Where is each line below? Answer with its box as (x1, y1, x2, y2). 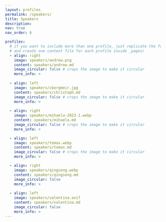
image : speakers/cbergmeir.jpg (14, 85, 79, 90)
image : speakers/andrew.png (14, 57, 72, 62)
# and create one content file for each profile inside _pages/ (9, 48, 145, 54)
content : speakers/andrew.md (14, 62, 74, 67)
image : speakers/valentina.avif (14, 195, 81, 201)
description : (5, 21, 32, 26)
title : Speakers (5, 16, 39, 21)
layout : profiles (5, 7, 41, 12)
